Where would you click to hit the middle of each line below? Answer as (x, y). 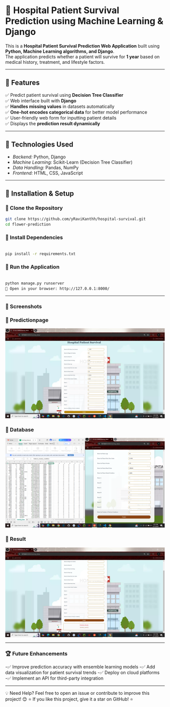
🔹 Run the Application (32, 267)
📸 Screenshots (24, 306)
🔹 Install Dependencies (34, 237)
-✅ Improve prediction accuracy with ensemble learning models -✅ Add (80, 666)
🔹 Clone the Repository (34, 208)
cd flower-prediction (28, 225)
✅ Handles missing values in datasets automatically (60, 106)
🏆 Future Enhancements (36, 654)
